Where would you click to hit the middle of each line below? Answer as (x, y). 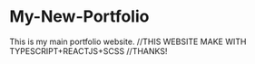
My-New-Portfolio (79, 17)
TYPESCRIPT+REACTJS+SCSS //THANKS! (88, 50)
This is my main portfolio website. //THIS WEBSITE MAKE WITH (128, 41)
